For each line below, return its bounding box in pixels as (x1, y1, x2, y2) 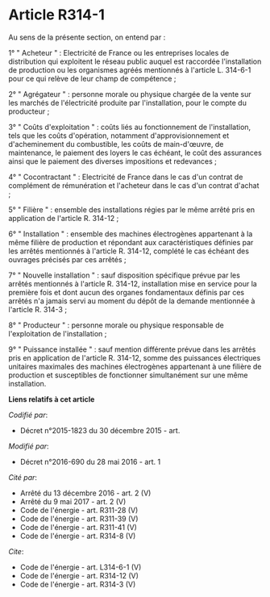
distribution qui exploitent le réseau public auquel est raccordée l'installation (8, 56, 262, 66)
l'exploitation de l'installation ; (8, 328, 107, 338)
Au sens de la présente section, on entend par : (8, 32, 166, 42)
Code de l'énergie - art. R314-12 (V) (19, 570, 139, 580)
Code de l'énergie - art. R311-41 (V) (19, 522, 137, 532)
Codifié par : (8, 410, 48, 420)
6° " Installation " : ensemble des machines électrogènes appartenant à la (8, 228, 253, 239)
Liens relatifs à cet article (8, 394, 95, 404)
